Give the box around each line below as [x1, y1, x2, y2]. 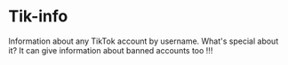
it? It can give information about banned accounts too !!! [8, 45, 213, 55]
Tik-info [8, 6, 68, 27]
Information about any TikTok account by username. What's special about [8, 36, 279, 46]
